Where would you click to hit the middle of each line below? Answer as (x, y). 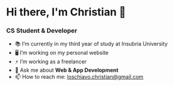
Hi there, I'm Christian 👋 (66, 12)
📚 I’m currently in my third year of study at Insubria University (91, 44)
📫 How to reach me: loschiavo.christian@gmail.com (79, 77)
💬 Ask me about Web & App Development (66, 70)
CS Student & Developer (42, 31)
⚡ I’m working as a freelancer (51, 62)
